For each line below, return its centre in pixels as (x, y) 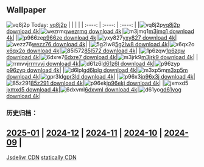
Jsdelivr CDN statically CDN (42, 157)
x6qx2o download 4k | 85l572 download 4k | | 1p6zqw (96, 51)
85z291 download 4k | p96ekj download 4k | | (97, 83)
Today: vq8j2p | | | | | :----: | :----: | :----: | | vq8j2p (106, 24)
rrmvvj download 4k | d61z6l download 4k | (92, 63)
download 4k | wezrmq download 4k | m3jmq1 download (100, 31)
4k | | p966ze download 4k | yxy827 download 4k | (92, 37)
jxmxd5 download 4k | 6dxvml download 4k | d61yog (94, 89)
